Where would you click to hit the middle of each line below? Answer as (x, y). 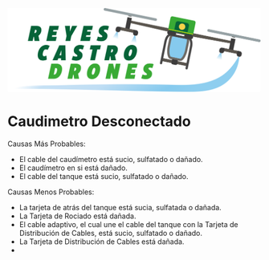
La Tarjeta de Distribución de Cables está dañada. (102, 242)
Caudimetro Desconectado (99, 122)
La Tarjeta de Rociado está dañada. (77, 216)
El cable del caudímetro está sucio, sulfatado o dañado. (111, 159)
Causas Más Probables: (47, 144)
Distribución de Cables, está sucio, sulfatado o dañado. (110, 233)
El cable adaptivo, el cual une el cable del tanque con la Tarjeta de (128, 224)
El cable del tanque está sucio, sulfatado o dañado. (104, 176)
